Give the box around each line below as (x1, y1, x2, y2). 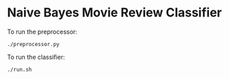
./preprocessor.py (7, 41, 60, 47)
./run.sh (7, 66, 32, 73)
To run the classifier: (7, 53, 65, 61)
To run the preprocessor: (7, 27, 77, 36)
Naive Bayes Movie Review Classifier (7, 5, 222, 21)
